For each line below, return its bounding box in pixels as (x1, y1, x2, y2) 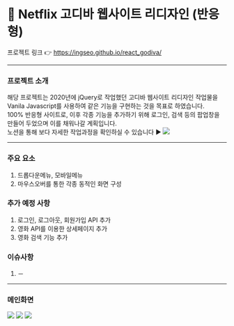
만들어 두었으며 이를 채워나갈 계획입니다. (7, 119, 117, 127)
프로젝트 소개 (7, 76, 49, 86)
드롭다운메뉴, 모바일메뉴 (17, 171, 84, 179)
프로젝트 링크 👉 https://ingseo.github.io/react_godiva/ (7, 48, 162, 56)
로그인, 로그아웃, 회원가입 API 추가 (17, 215, 111, 224)
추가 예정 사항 (7, 199, 51, 208)
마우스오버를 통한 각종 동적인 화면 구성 (17, 179, 122, 188)
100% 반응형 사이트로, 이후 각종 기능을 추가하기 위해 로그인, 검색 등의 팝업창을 (7, 111, 220, 119)
